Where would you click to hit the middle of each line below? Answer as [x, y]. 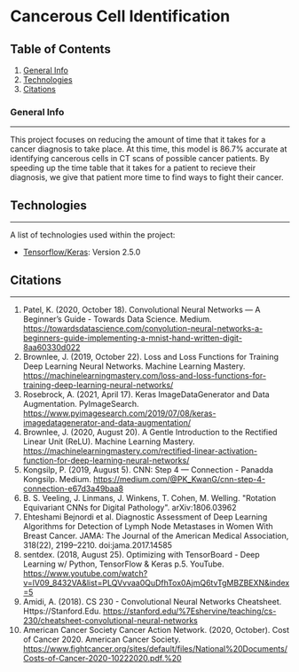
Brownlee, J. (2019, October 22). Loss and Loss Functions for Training [150, 356]
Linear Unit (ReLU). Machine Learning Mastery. [109, 441]
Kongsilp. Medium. [57, 479]
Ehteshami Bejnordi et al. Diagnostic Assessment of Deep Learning [145, 517]
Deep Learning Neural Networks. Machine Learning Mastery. [134, 366]
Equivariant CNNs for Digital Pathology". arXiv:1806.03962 [130, 507]
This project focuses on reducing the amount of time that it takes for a [138, 140]
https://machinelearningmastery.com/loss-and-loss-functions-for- [145, 375]
